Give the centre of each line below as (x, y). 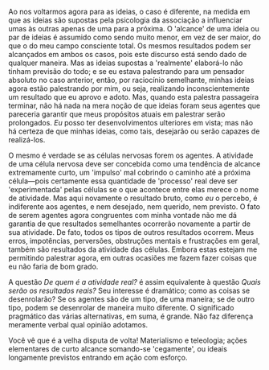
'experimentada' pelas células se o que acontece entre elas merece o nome (134, 189)
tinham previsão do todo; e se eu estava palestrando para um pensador (126, 71)
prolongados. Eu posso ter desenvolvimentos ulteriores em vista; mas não (131, 123)
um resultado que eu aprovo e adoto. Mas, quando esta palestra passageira (134, 97)
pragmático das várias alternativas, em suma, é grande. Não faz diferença (131, 316)
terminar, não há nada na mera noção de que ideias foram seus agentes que (134, 105)
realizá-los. (27, 140)
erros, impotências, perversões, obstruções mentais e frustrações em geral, (134, 241)
